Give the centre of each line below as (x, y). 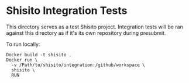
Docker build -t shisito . (39, 55)
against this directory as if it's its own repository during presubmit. (86, 33)
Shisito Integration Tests (67, 11)
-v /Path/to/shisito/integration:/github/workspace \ (78, 65)
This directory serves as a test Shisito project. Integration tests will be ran (94, 27)
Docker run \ (22, 60)
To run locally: (23, 44)
